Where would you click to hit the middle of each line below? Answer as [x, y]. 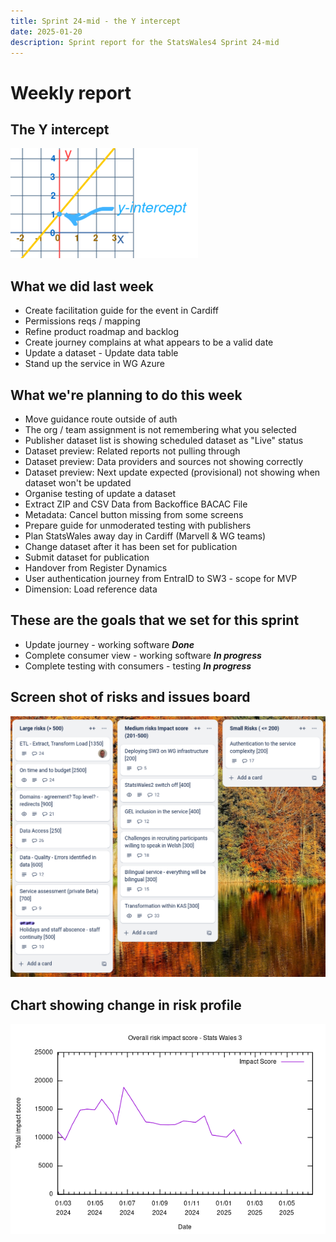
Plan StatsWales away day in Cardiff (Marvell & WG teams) [145, 536]
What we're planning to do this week [126, 395]
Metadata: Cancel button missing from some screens [134, 514]
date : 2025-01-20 [46, 31]
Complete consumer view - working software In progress [143, 655]
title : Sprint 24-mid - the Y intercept [96, 21]
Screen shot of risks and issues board [130, 697]
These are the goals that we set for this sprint [155, 620]
